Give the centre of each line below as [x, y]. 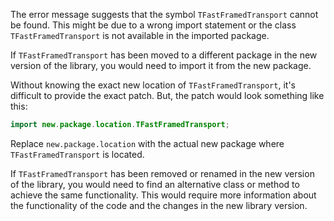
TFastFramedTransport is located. [77, 154]
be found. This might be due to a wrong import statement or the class [153, 25]
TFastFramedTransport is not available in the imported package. [140, 35]
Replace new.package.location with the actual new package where [147, 143]
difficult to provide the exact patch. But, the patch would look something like [167, 95]
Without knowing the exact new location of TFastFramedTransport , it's [153, 85]
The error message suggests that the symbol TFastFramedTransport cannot [164, 14]
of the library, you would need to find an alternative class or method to [155, 184]
